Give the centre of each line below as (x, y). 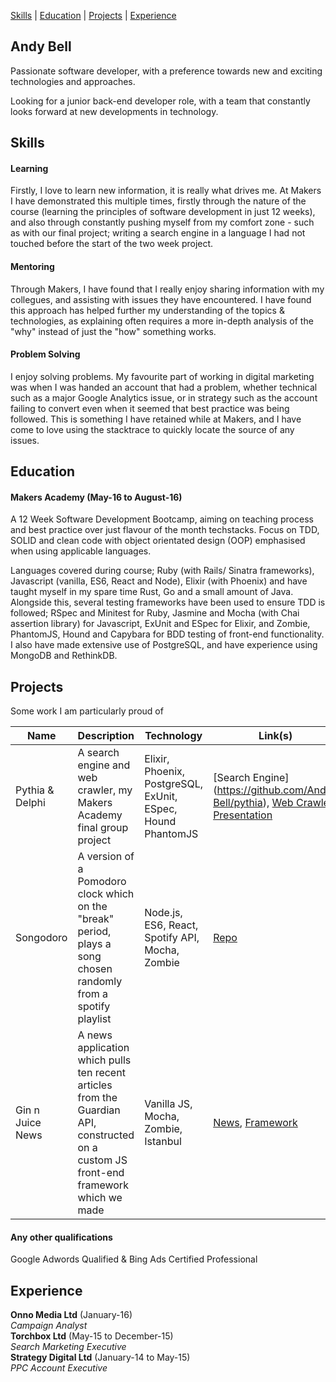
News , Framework (255, 1123)
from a (93, 994)
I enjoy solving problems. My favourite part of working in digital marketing (162, 376)
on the (92, 907)
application (103, 1048)
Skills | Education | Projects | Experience (93, 15)
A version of (106, 857)
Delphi (30, 803)
